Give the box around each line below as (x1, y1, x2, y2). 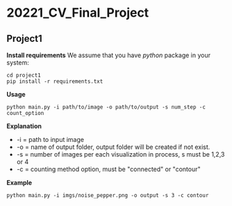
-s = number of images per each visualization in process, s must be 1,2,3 (16, 150, 225, 158)
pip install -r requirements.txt (6, 78, 103, 85)
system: (6, 58, 29, 67)
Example (6, 179, 33, 187)
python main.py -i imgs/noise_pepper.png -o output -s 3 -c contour (6, 192, 209, 199)
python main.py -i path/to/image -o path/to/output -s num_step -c (6, 104, 206, 111)
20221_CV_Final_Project (6, 5, 149, 21)
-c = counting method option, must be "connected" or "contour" (16, 165, 201, 173)
